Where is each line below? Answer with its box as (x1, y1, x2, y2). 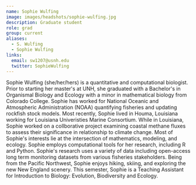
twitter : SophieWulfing (11, 63, 69, 69)
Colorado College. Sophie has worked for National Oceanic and (6, 98, 159, 105)
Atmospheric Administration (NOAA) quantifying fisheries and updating (6, 104, 177, 111)
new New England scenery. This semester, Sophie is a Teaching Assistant (6, 166, 184, 173)
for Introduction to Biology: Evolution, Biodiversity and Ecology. (6, 172, 158, 179)
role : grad (6, 25, 33, 31)
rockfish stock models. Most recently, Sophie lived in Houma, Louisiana (6, 110, 178, 117)
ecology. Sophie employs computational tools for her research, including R (6, 141, 186, 148)
